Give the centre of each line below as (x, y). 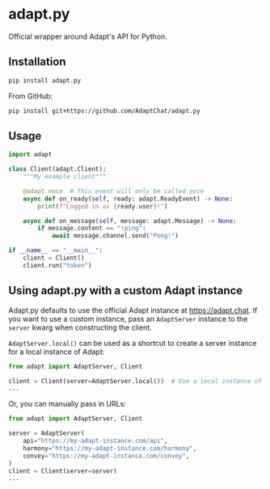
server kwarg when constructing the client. (80, 327)
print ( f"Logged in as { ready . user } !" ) (103, 206)
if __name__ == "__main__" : (56, 251)
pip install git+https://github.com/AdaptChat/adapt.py (104, 111)
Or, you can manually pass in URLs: (67, 404)
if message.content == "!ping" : (92, 228)
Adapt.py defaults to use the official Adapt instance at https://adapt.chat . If (133, 310)
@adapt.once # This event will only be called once (114, 191)
